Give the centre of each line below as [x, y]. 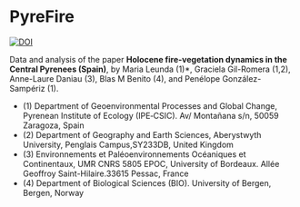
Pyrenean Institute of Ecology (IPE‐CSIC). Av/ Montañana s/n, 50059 [150, 115]
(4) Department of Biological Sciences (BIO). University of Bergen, [147, 182]
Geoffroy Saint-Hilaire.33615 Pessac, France [105, 173]
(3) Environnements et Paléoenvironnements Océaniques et [135, 154]
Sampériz [27, 88]
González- [242, 78]
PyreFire [42, 17]
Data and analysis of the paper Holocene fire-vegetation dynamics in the [149, 59]
